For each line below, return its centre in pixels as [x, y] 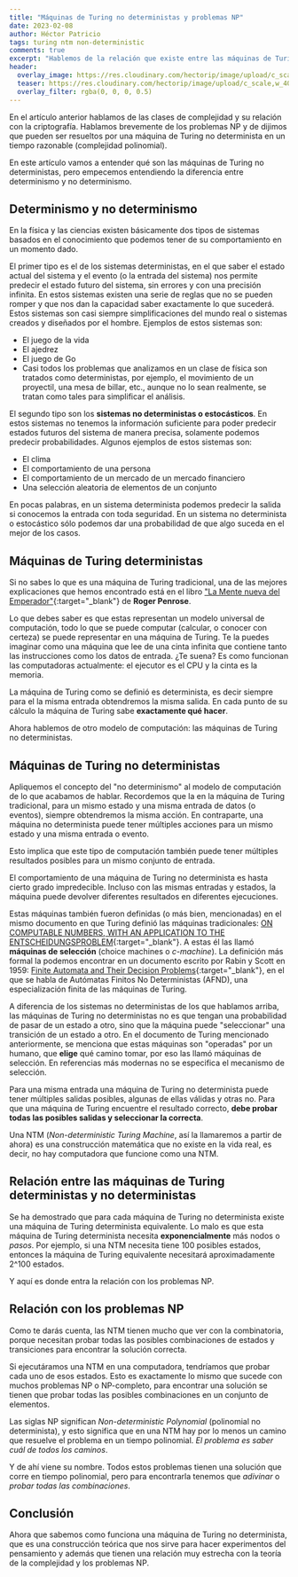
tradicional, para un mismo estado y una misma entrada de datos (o [133, 805]
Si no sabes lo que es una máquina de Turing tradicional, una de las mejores [149, 583]
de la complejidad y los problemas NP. [79, 1563]
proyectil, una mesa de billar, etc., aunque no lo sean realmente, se [144, 388]
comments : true [37, 51]
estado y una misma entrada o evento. [79, 834]
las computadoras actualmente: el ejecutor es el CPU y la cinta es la [133, 665]
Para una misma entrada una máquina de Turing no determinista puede [139, 1089]
